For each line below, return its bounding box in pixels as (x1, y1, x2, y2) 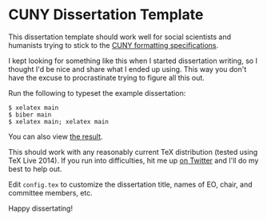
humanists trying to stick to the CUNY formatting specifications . (8, 40, 219, 49)
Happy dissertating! (8, 203, 74, 213)
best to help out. (8, 164, 62, 173)
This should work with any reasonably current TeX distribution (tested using (8, 147, 258, 156)
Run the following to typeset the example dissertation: (8, 88, 186, 97)
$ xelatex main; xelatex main (8, 117, 110, 125)
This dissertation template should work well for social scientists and (8, 32, 232, 41)
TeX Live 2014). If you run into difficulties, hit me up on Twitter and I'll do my (8, 156, 259, 165)
